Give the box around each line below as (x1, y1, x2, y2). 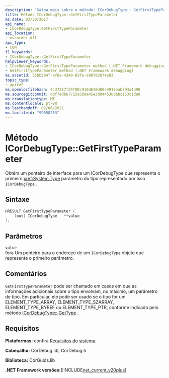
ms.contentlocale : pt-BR (5, 101, 57, 106)
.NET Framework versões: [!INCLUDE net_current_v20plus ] (5, 367, 127, 373)
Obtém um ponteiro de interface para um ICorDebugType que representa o (5, 170, 160, 176)
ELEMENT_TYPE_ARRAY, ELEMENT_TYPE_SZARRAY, (5, 299, 114, 305)
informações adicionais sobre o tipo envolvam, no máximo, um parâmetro (5, 288, 158, 294)
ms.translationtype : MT (5, 96, 55, 101)
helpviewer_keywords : (5, 59, 51, 64)
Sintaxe (5, 195, 30, 204)
